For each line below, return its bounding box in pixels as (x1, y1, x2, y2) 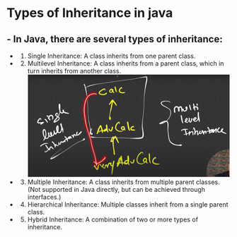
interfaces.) (27, 193, 62, 201)
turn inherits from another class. (27, 67, 122, 75)
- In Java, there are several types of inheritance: (6, 33, 224, 45)
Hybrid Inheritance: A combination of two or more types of (27, 215, 199, 224)
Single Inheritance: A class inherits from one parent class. (27, 51, 196, 60)
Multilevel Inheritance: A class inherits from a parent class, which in (27, 59, 224, 68)
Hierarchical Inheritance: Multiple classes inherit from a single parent (27, 200, 229, 209)
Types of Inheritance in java (6, 5, 173, 21)
